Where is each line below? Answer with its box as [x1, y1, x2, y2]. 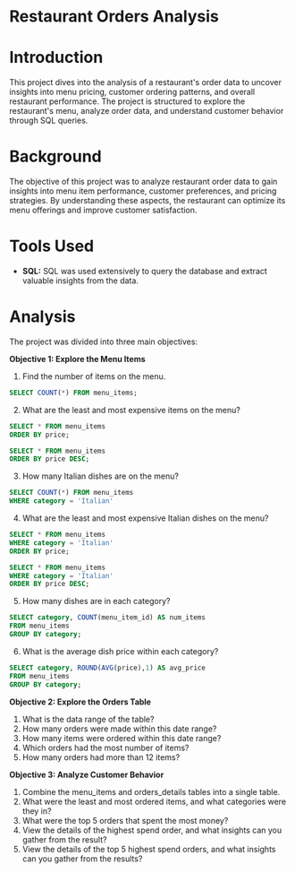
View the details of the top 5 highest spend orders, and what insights [21, 843, 276, 854]
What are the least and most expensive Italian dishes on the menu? [21, 513, 269, 523]
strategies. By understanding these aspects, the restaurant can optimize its [9, 195, 286, 206]
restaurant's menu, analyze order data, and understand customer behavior [9, 106, 284, 117]
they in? [21, 805, 52, 817]
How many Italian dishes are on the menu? [21, 471, 179, 481]
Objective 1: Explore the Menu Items [9, 353, 146, 364]
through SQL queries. [9, 115, 88, 126]
